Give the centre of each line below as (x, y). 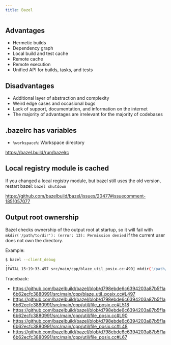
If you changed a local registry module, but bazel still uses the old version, (83, 181)
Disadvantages (30, 86)
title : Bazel (19, 10)
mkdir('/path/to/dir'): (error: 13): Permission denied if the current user (85, 235)
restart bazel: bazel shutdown (36, 186)
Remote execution (32, 65)
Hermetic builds (29, 43)
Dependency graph (33, 48)
